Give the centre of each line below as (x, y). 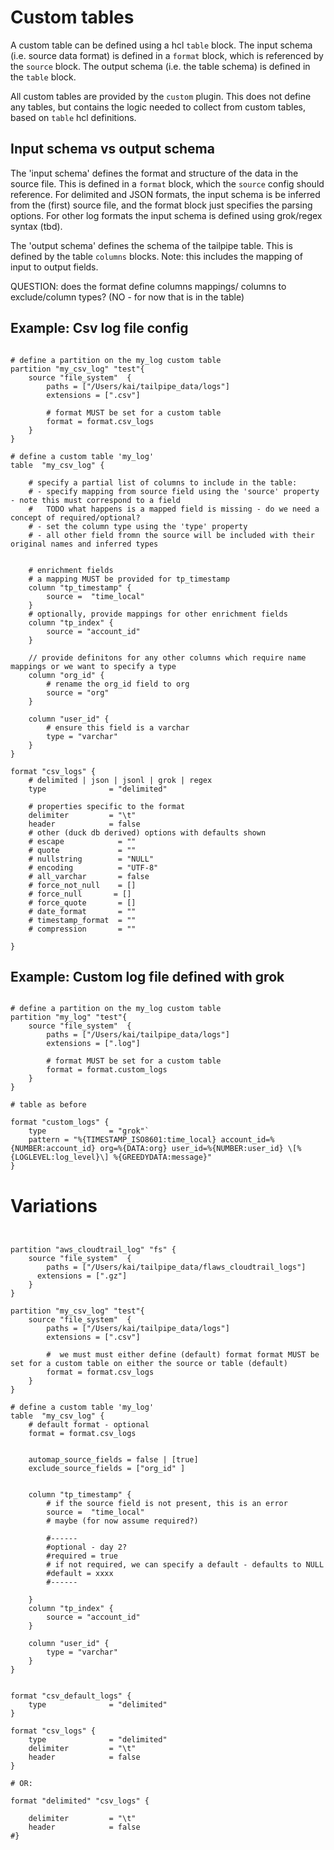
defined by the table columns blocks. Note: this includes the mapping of (156, 256)
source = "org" (78, 692)
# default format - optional (89, 1425)
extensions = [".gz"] (82, 1276)
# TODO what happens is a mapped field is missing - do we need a (174, 509)
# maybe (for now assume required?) (122, 1521)
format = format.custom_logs (107, 1070)
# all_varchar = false (89, 876)
